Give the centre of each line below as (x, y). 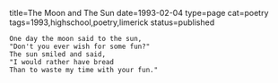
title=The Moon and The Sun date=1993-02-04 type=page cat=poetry (139, 13)
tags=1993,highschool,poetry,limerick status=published (112, 22)
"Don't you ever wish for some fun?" (80, 46)
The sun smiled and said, (57, 54)
